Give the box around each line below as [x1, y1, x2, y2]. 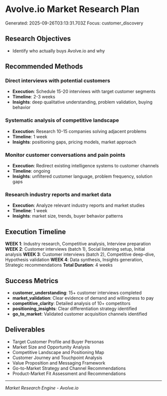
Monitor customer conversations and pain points [5, 151, 126, 158]
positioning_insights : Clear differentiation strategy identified [12, 306, 138, 312]
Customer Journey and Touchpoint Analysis [12, 355, 103, 361]
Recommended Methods [5, 62, 83, 71]
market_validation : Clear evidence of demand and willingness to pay [12, 295, 154, 301]
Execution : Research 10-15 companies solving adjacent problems [12, 128, 147, 134]
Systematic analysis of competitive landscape [5, 117, 119, 124]
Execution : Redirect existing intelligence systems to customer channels [12, 163, 159, 169]
